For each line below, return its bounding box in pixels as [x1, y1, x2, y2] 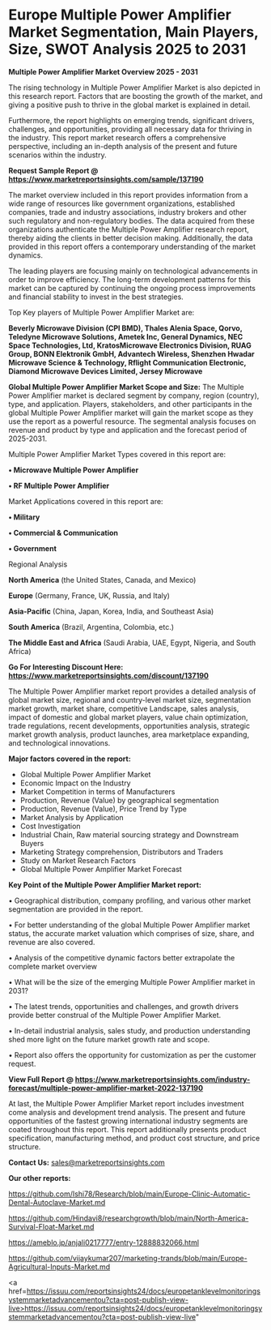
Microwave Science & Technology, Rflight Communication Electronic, [8, 357, 247, 367]
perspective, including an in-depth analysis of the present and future [8, 141, 238, 151]
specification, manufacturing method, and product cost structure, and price [8, 1133, 260, 1143]
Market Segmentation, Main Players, [8, 23, 259, 41]
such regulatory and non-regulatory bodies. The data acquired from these [8, 216, 255, 225]
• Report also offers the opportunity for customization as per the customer [8, 1050, 256, 1059]
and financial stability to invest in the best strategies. [8, 292, 184, 301]
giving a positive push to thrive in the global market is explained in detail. [8, 100, 251, 109]
